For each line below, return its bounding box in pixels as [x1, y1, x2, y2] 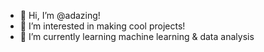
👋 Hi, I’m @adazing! [19, 10, 101, 21]
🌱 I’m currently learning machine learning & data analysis [19, 31, 255, 42]
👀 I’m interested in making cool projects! [19, 20, 186, 32]
